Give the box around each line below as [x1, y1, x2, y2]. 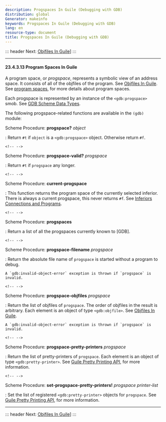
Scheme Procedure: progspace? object [5, 125, 86, 131]
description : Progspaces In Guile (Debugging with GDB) [5, 7, 123, 12]
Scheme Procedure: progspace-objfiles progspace [5, 293, 110, 299]
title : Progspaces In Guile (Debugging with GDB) [5, 35, 110, 40]
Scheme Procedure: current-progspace [5, 181, 87, 187]
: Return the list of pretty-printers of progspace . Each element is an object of [5, 354, 159, 360]
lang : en [5, 26, 23, 31]
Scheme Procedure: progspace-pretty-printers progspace [5, 344, 126, 350]
